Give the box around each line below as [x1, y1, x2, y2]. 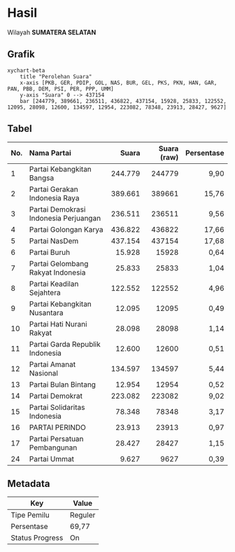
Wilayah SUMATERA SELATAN [7, 28, 97, 36]
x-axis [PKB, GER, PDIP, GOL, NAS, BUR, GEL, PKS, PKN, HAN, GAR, [20, 79, 218, 86]
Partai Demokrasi [29, 205, 86, 214]
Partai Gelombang [29, 258, 89, 268]
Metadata [7, 478, 50, 490]
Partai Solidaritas [29, 402, 85, 412]
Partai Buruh [29, 247, 71, 257]
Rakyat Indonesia [29, 268, 86, 277]
